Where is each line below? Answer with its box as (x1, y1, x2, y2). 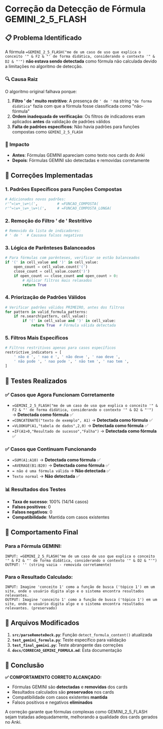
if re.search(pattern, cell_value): (14, 314, 88, 319)
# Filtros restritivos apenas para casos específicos (5, 345, 116, 350)
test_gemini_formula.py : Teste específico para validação (12, 637, 126, 643)
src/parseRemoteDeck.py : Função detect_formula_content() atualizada (12, 632, 153, 637)
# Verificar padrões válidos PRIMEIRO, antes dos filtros (5, 305, 125, 310)
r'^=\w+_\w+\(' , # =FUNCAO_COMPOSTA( (5, 201, 98, 207)
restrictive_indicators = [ (5, 350, 62, 355)
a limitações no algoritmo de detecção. (5, 64, 83, 69)
